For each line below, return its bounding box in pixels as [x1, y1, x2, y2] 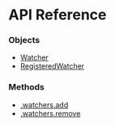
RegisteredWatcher [19, 61, 85, 71]
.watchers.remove [19, 108, 81, 118]
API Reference [8, 6, 107, 24]
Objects [8, 35, 40, 46]
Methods [8, 82, 45, 93]
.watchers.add [19, 99, 69, 110]
